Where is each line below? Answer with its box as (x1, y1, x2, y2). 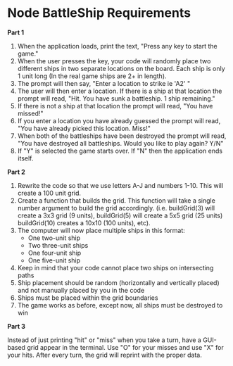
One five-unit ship (27, 255, 81, 265)
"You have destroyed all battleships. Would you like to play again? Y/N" (17, 139, 224, 147)
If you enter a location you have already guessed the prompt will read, (17, 116, 221, 125)
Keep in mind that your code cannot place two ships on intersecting (17, 263, 214, 272)
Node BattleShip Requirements (7, 5, 191, 21)
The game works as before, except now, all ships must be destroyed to (17, 301, 223, 309)
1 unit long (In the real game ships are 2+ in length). (17, 72, 167, 80)
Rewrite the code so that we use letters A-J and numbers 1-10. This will (17, 181, 224, 189)
